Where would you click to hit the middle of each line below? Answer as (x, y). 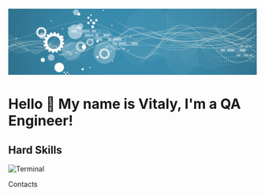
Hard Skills (35, 150)
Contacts (23, 184)
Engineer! (41, 121)
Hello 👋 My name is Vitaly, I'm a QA (125, 104)
